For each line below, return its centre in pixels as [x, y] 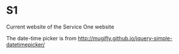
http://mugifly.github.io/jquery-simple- [125, 38]
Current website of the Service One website [60, 27]
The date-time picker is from [41, 38]
